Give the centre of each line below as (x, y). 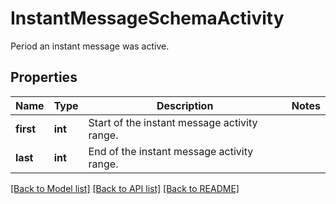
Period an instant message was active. (90, 46)
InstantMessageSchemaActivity (147, 18)
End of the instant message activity (171, 151)
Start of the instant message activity (173, 122)
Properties (44, 77)
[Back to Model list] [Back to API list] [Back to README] (125, 188)
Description (185, 105)
